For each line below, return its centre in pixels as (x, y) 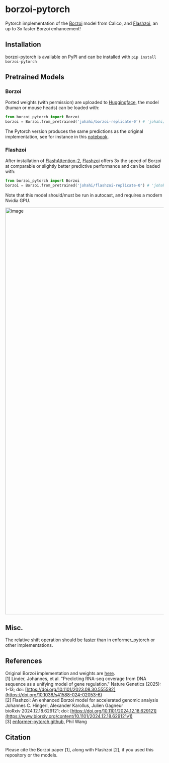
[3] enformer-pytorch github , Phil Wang (46, 722)
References (24, 661)
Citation (18, 737)
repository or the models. (31, 755)
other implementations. (29, 645)
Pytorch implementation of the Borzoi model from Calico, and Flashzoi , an (82, 23)
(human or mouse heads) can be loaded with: (52, 108)
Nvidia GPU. (18, 201)
